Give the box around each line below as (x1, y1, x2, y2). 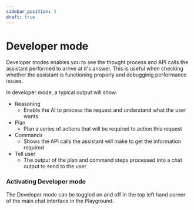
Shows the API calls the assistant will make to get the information (23, 138, 182, 145)
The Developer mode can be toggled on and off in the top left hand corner (6, 191, 186, 198)
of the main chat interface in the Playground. (6, 197, 114, 204)
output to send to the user (23, 163, 87, 170)
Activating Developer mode (6, 178, 86, 186)
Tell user (14, 151, 36, 158)
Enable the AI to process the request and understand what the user (23, 106, 186, 114)
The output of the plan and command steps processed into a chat (23, 156, 182, 164)
